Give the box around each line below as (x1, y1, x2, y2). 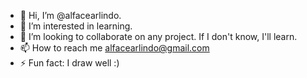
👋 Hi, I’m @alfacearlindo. (19, 10, 122, 21)
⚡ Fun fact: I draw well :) (19, 57, 120, 69)
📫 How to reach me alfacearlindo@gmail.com (19, 42, 210, 54)
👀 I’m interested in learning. (19, 20, 133, 32)
